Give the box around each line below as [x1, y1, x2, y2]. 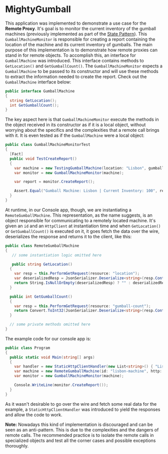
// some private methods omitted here [9, 322, 91, 327]
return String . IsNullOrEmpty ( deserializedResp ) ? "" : [14, 281, 131, 286]
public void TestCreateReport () [9, 156, 77, 161]
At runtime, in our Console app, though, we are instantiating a [5, 207, 131, 213]
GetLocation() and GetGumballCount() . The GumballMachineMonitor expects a [5, 63, 162, 69]
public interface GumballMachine [5, 88, 75, 94]
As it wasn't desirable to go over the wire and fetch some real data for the [5, 401, 157, 407]
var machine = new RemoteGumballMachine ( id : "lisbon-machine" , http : [14, 369, 162, 374]
